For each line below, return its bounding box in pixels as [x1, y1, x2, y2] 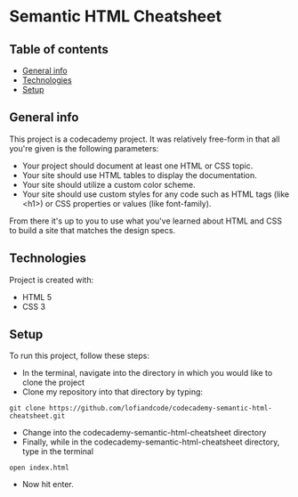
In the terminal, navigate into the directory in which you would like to [21, 368, 273, 379]
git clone [9, 403, 46, 413]
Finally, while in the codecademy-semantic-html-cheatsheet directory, [21, 436, 280, 447]
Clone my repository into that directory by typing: [21, 387, 203, 397]
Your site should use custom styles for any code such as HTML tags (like [21, 189, 290, 200]
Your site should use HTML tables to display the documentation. [21, 169, 257, 180]
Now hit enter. [21, 479, 74, 490]
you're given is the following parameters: [9, 143, 159, 153]
